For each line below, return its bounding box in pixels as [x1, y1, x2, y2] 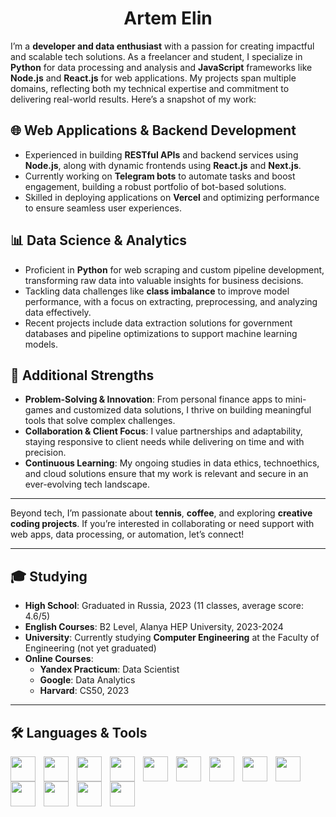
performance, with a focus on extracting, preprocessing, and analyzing [24, 295, 318, 307]
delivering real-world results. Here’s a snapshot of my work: [10, 93, 257, 105]
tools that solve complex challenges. [24, 415, 176, 427]
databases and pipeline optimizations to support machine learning [24, 327, 298, 339]
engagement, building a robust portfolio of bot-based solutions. [24, 180, 287, 192]
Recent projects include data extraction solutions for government [24, 317, 293, 329]
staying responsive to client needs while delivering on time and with [24, 436, 305, 448]
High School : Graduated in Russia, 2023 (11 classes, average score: [24, 600, 305, 612]
